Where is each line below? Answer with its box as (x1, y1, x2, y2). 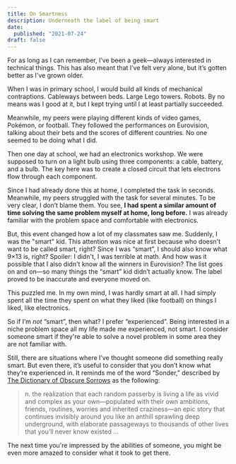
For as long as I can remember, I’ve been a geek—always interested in (7, 56, 212, 64)
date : (7, 23, 23, 30)
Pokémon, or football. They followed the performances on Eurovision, (7, 121, 210, 129)
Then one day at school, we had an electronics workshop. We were (7, 150, 203, 158)
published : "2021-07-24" (13, 30, 87, 37)
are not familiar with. (7, 340, 67, 349)
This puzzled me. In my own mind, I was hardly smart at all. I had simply (7, 289, 217, 297)
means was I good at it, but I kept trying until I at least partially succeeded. (7, 100, 224, 108)
